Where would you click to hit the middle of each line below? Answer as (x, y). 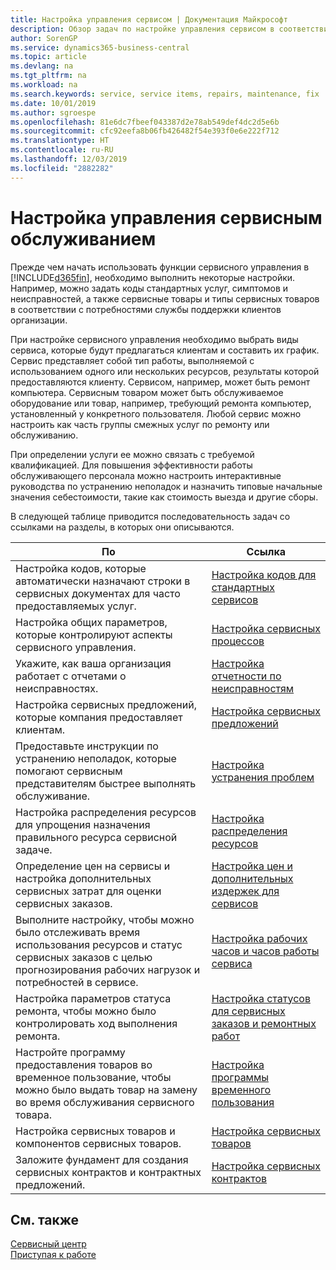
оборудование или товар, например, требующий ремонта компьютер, (161, 403)
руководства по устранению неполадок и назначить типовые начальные (166, 486)
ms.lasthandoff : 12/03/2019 (69, 159)
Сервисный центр (48, 1244)
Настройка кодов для (264, 574)
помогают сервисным (69, 771)
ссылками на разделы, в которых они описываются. (122, 527)
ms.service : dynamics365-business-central (100, 47)
